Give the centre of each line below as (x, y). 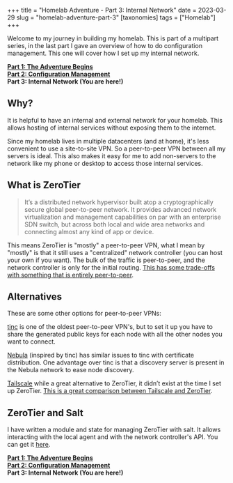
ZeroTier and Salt (45, 413)
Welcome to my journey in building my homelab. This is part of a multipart (113, 38)
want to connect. (31, 342)
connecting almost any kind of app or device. (89, 231)
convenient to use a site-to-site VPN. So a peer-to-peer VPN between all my (116, 148)
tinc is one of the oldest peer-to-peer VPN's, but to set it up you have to (110, 327)
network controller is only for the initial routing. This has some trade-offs (111, 267)
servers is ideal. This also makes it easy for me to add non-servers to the (112, 155)
